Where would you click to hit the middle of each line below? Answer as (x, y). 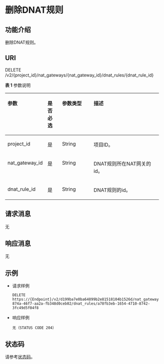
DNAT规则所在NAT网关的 (122, 164)
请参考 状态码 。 (20, 357)
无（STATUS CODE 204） (34, 328)
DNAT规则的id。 (112, 190)
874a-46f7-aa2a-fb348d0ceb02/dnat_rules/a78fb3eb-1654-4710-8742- (81, 304)
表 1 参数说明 (18, 85)
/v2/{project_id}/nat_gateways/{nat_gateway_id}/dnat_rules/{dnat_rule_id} (79, 75)
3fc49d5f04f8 (25, 308)
